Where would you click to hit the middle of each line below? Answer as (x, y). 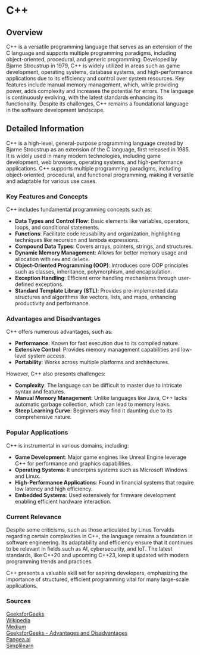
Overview (25, 32)
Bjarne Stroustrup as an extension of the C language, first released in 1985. (98, 149)
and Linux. (27, 476)
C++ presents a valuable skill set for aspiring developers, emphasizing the (97, 573)
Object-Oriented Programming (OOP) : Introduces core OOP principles (101, 265)
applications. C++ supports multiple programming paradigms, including (94, 168)
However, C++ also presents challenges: (56, 374)
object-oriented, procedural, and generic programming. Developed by (92, 59)
